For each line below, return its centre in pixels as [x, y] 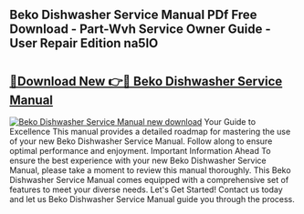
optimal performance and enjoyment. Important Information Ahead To [140, 151]
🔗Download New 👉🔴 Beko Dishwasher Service [146, 81]
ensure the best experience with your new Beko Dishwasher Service [138, 160]
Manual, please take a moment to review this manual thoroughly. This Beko [150, 170]
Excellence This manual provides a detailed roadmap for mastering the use [150, 132]
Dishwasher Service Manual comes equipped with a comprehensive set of [149, 180]
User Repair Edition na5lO [84, 43]
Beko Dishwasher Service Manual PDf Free [133, 15]
